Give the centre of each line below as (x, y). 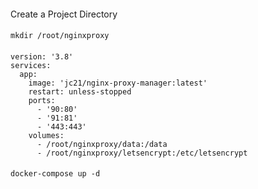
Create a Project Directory (64, 14)
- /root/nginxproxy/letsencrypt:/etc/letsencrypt (142, 153)
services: (31, 65)
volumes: (46, 135)
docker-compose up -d (55, 174)
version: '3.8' (42, 56)
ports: (42, 100)
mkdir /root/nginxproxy (60, 36)
